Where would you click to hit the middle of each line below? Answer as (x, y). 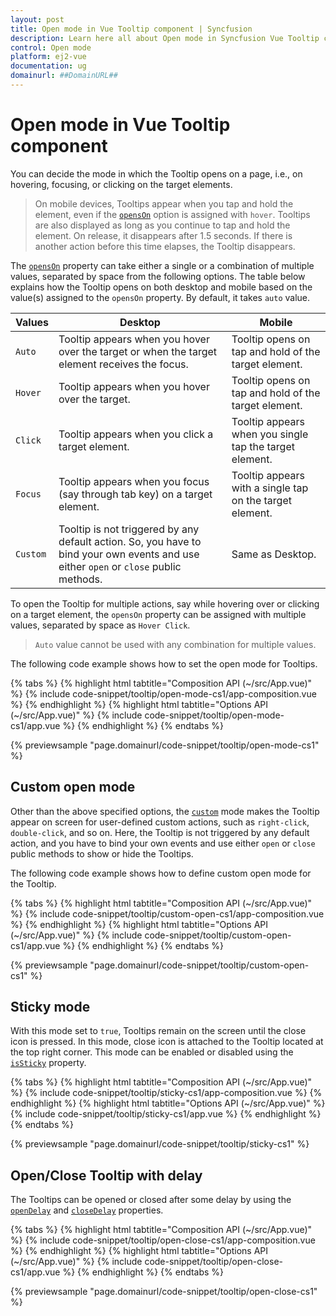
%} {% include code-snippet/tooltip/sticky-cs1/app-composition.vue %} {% (166, 1093)
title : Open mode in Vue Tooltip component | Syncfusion (131, 29)
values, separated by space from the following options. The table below (158, 276)
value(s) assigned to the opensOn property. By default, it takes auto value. (160, 297)
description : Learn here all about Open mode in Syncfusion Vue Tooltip (165, 38)
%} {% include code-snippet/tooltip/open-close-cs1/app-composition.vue (163, 1240)
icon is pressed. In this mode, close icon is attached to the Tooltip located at (167, 1042)
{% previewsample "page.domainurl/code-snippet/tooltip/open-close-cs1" (164, 1292)
